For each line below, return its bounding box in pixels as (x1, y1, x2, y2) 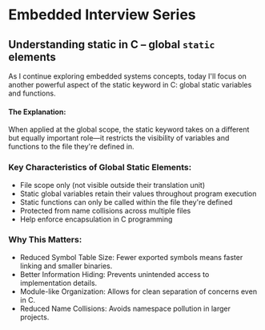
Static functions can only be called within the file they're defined (19, 197, 233, 206)
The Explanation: (8, 107, 66, 116)
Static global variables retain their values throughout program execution (19, 189, 257, 198)
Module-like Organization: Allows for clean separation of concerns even (19, 287, 258, 296)
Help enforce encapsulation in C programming (19, 214, 173, 224)
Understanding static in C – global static (8, 38, 215, 51)
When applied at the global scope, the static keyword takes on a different (8, 124, 250, 134)
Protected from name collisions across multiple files (19, 206, 191, 215)
